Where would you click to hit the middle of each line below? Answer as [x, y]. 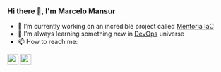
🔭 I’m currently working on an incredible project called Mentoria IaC [115, 27]
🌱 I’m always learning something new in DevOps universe [101, 34]
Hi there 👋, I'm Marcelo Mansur [61, 11]
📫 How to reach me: [48, 42]
